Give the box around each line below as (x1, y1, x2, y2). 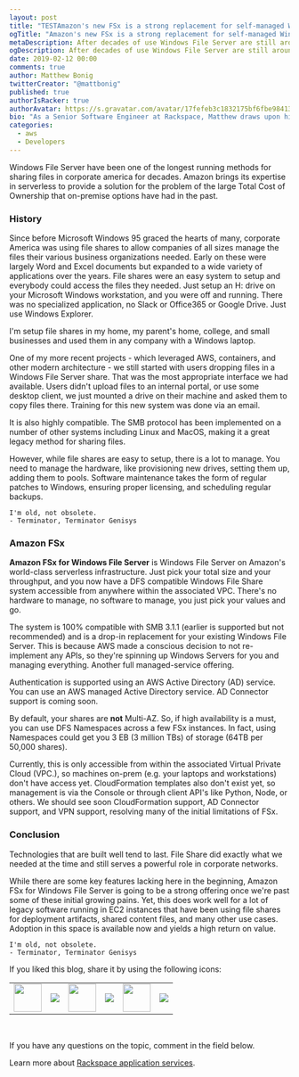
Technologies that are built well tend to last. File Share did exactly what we (9, 849, 283, 859)
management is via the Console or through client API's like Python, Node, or (9, 787, 287, 798)
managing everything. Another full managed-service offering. (9, 660, 235, 670)
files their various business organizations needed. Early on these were (9, 251, 267, 263)
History (9, 212, 43, 225)
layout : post (9, 12, 58, 22)
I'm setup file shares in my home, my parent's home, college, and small (9, 326, 270, 337)
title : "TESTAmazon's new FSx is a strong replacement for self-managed (9, 21, 285, 30)
